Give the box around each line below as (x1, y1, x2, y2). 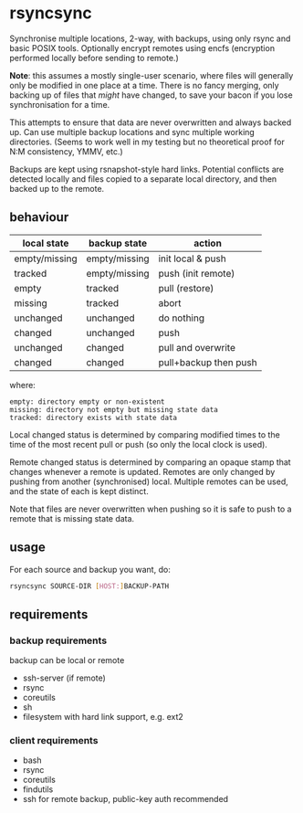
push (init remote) (158, 267, 235, 280)
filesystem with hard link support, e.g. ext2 (22, 712, 184, 723)
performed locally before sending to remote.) (9, 52, 180, 63)
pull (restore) (158, 281, 214, 294)
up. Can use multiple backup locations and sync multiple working (9, 126, 256, 137)
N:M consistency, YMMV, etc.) (9, 145, 123, 157)
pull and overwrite (158, 341, 235, 354)
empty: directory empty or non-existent (9, 396, 166, 406)
